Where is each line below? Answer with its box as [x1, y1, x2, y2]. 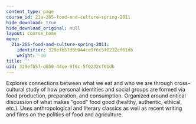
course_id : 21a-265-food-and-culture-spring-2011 [6, 14, 131, 20]
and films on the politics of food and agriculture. [6, 111, 123, 118]
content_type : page [6, 8, 54, 15]
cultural [6, 86, 25, 93]
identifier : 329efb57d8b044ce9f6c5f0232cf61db [17, 47, 133, 53]
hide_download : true [6, 19, 57, 25]
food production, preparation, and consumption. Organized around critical [6, 92, 186, 99]
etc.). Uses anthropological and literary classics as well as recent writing [6, 105, 182, 112]
